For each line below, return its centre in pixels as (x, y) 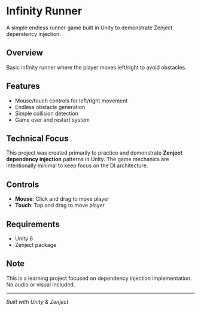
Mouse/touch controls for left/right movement (71, 101)
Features (23, 86)
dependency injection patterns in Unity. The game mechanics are (88, 159)
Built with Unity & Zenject (37, 301)
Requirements (33, 224)
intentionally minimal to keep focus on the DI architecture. (77, 165)
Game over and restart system (52, 120)
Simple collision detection (47, 113)
